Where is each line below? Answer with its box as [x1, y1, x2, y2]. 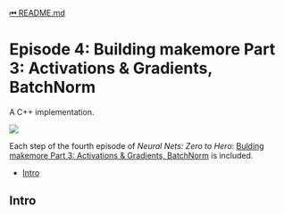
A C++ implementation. [9, 106, 95, 117]
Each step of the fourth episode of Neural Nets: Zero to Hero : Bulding [9, 140, 265, 151]
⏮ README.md [9, 8, 65, 18]
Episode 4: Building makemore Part [9, 39, 276, 60]
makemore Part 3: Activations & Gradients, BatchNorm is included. [9, 150, 254, 160]
